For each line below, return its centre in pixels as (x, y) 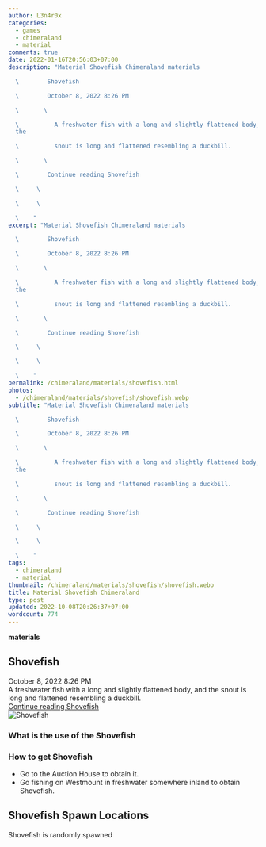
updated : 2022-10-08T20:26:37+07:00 (68, 607)
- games (28, 30)
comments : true (33, 52)
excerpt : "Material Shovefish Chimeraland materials (97, 225)
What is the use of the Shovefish (72, 735)
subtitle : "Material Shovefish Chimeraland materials (99, 405)
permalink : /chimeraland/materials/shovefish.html (93, 383)
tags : (17, 563)
